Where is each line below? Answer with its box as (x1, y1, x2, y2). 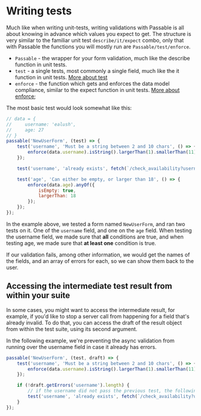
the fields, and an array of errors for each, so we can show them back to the (6, 257, 194, 264)
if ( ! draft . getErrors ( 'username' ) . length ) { (17, 383, 130, 389)
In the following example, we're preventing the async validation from (6, 337, 175, 344)
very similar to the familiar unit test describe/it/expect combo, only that (6, 36, 184, 44)
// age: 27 (6, 127, 44, 133)
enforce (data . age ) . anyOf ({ (28, 182, 95, 188)
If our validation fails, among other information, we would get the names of (6, 251, 190, 258)
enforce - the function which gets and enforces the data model (14, 79, 170, 87)
